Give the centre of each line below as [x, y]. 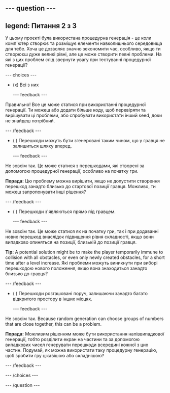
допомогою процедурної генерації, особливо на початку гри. [72, 171]
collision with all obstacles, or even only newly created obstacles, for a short [85, 257]
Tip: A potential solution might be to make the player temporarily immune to [84, 252]
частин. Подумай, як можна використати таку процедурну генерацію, [81, 350]
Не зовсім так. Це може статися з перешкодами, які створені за [75, 166]
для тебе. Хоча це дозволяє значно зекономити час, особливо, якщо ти [83, 49]
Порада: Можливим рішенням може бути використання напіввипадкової [85, 334]
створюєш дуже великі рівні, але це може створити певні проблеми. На [83, 54]
